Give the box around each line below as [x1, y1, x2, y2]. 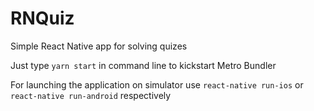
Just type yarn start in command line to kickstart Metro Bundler [10, 59, 277, 71]
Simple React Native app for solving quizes [10, 40, 188, 52]
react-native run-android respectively [10, 89, 172, 101]
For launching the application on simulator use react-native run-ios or [10, 78, 304, 91]
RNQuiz [10, 7, 75, 30]
